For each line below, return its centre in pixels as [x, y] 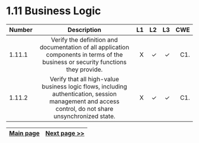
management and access [84, 101]
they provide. [84, 69]
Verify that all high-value [84, 79]
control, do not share [84, 109]
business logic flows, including [84, 86]
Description [85, 30]
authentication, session [85, 94]
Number [21, 30]
